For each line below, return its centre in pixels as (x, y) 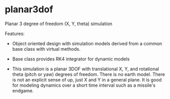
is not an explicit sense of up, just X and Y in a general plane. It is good (87, 80)
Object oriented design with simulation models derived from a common (87, 43)
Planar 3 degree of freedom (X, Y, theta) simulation (59, 24)
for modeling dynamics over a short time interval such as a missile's (84, 85)
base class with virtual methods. (46, 49)
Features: (15, 33)
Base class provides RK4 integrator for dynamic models (71, 59)
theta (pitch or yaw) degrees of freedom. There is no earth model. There (88, 74)
